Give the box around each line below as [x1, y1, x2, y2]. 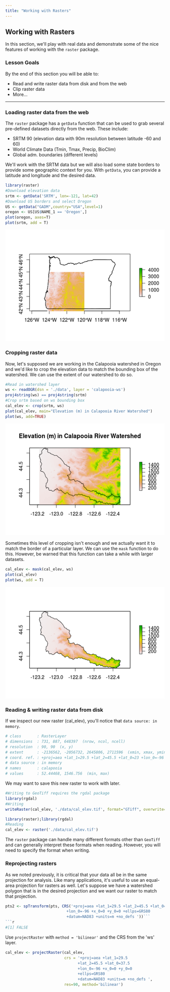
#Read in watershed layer [5, 382, 60, 387]
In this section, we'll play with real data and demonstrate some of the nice [5, 41, 159, 47]
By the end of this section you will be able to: [5, 71, 99, 77]
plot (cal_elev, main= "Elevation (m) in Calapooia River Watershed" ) [5, 409, 153, 414]
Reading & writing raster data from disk [5, 706, 104, 713]
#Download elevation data [5, 188, 60, 193]
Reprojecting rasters [5, 860, 57, 867]
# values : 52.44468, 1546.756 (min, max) [5, 771, 110, 776]
